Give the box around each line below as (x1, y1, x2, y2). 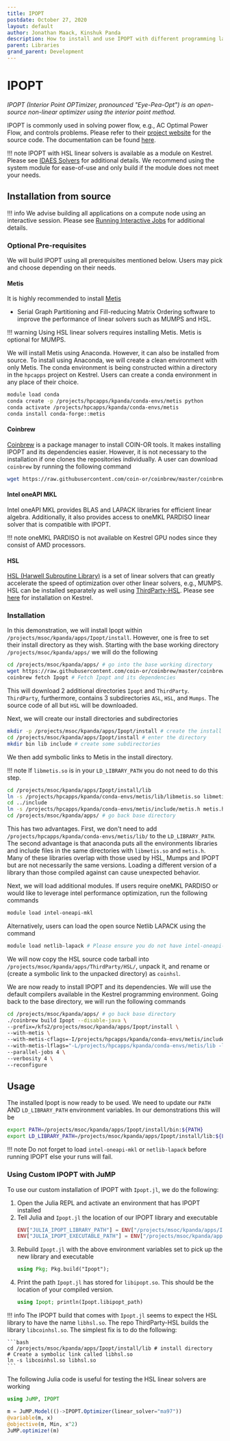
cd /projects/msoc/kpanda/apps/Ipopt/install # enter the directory (7, 734, 207, 741)
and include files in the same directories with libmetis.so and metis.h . (7, 846, 206, 855)
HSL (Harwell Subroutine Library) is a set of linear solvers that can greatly (7, 572, 215, 580)
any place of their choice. (7, 378, 79, 386)
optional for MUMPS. (7, 335, 66, 344)
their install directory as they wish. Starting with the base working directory (7, 641, 219, 649)
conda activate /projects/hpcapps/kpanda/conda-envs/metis (7, 404, 179, 411)
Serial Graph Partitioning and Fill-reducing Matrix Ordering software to (16, 308, 216, 316)
